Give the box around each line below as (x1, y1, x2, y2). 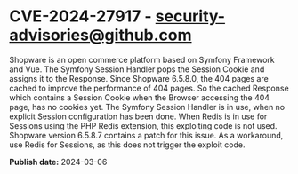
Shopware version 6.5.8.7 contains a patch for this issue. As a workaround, (9, 130, 284, 140)
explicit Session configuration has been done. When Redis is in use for (9, 111, 268, 122)
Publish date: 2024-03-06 (9, 156, 108, 167)
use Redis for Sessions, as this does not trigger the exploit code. (9, 139, 246, 150)
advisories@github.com (9, 25, 193, 45)
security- (155, 6, 225, 27)
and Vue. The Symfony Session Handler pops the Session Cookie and (9, 64, 265, 75)
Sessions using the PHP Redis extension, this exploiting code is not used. (9, 120, 278, 130)
